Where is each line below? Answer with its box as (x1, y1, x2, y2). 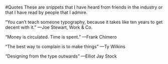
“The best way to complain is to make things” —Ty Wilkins (5, 44, 125, 49)
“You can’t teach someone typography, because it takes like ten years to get (5, 19, 163, 25)
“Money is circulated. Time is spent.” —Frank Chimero (5, 34, 117, 40)
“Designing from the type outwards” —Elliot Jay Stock (5, 53, 117, 59)
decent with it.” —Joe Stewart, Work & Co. (5, 24, 93, 30)
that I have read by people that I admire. (5, 9, 88, 15)
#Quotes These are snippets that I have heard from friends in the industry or (5, 4, 163, 10)
